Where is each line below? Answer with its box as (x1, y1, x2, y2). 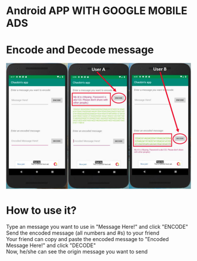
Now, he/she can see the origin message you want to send (6, 248, 148, 255)
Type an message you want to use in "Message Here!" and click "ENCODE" (6, 223, 189, 230)
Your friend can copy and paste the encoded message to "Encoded (6, 235, 169, 242)
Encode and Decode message (6, 43, 154, 57)
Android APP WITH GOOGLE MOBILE (6, 4, 188, 18)
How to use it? (6, 204, 77, 217)
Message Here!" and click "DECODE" (6, 242, 96, 249)
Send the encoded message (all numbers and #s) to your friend (6, 229, 159, 236)
